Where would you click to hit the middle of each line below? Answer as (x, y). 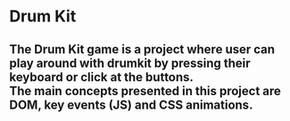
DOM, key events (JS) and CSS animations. (131, 105)
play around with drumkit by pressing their (130, 63)
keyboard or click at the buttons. (102, 77)
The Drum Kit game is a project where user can (142, 49)
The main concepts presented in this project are (145, 91)
